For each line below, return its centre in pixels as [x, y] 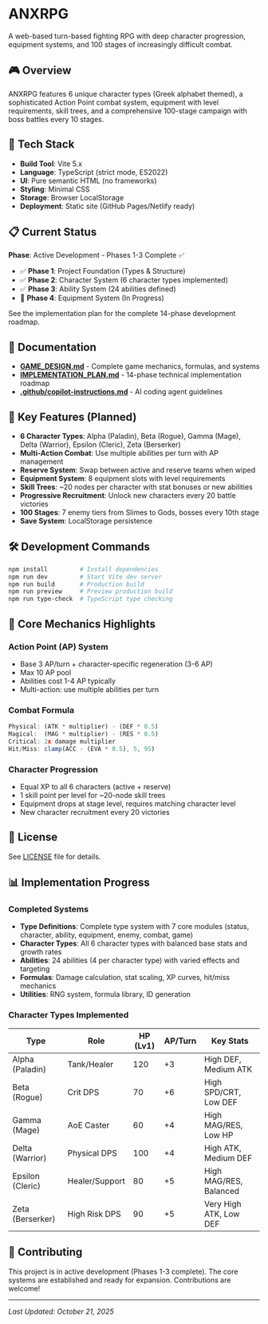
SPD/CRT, [223, 1092]
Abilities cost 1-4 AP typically [68, 681]
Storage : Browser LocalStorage [72, 197]
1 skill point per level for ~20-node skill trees [93, 795]
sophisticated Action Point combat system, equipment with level [114, 102]
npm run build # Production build [77, 584]
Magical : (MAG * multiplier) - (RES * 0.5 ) [83, 734]
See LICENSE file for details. [55, 856]
